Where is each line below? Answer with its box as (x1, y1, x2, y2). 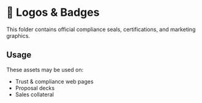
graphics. (6, 32, 31, 39)
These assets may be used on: (6, 66, 84, 73)
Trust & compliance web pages (15, 77, 94, 85)
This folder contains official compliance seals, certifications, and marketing (6, 26, 196, 33)
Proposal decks (15, 84, 55, 91)
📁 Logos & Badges (6, 5, 100, 20)
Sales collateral (15, 91, 54, 98)
